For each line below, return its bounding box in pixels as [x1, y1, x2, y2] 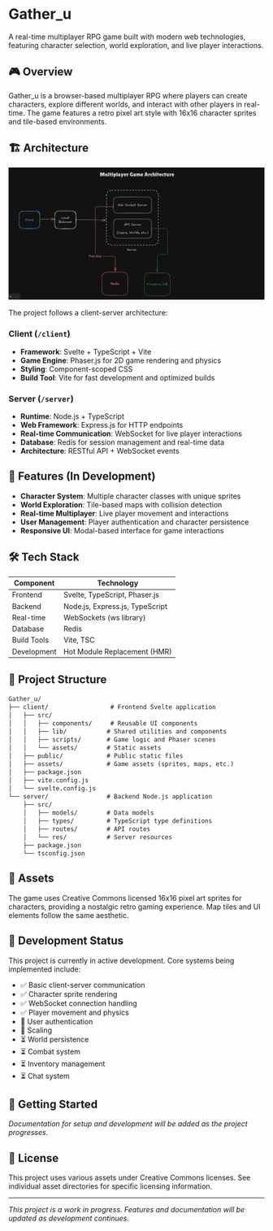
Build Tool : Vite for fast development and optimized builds [19, 372, 215, 382]
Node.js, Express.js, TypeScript [63, 601, 168, 611]
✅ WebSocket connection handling [19, 998, 138, 1008]
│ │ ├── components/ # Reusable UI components [8, 719, 198, 728]
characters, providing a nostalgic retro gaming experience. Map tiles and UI [8, 902, 262, 911]
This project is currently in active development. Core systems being [8, 955, 235, 965]
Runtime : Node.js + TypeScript [19, 411, 124, 421]
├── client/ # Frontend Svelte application [8, 702, 217, 711]
